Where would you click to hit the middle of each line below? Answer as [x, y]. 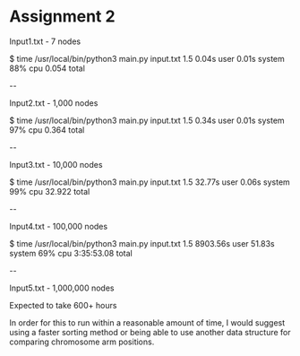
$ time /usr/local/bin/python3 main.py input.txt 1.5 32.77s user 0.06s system [150, 182]
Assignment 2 [62, 17]
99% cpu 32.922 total [50, 191]
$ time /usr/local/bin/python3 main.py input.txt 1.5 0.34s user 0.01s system [147, 120]
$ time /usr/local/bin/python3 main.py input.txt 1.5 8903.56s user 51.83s [142, 243]
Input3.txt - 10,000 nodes [56, 164]
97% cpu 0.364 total [47, 130]
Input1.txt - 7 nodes [45, 41]
